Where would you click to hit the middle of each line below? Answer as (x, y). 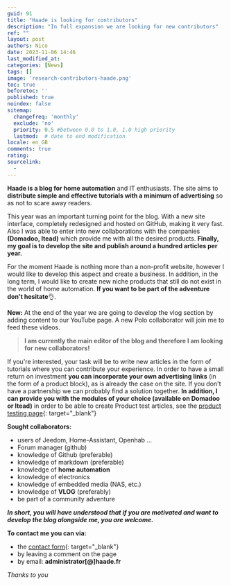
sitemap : (20, 110)
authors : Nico (28, 46)
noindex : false (29, 104)
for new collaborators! (57, 348)
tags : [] (20, 71)
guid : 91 (20, 14)
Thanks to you (28, 575)
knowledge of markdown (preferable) (71, 462)
